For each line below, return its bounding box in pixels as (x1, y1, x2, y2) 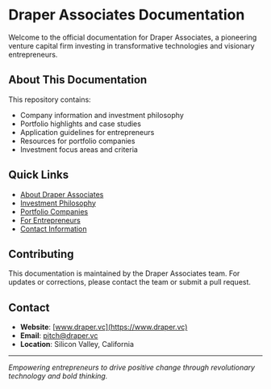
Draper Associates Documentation (8, 6, 245, 24)
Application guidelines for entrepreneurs (19, 127, 155, 137)
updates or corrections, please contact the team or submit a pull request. (8, 277, 252, 287)
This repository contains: (8, 95, 91, 104)
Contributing (8, 247, 74, 260)
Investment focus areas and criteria (19, 144, 139, 154)
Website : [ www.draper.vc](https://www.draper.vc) (19, 322, 188, 332)
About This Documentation (8, 73, 148, 87)
